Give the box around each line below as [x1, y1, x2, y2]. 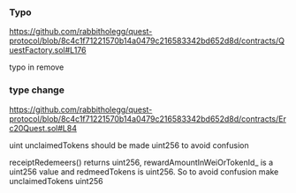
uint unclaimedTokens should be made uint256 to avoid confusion [9, 139, 249, 151]
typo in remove [9, 62, 65, 72]
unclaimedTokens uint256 [9, 175, 103, 186]
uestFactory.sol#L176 [9, 45, 87, 56]
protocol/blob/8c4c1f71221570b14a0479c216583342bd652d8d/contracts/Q [9, 35, 285, 46]
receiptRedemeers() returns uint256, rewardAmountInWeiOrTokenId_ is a [9, 157, 274, 167]
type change [9, 84, 65, 96]
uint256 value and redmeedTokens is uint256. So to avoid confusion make [9, 166, 279, 177]
